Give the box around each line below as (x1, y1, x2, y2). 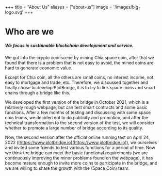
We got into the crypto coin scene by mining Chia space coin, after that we (5, 55, 154, 61)
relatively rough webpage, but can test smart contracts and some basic (5, 104, 148, 111)
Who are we (5, 26, 54, 37)
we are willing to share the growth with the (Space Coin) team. (5, 165, 130, 171)
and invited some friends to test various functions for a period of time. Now (5, 145, 156, 151)
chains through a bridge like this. (5, 90, 70, 96)
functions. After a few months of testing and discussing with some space (5, 110, 151, 115)
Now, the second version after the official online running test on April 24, (5, 134, 150, 140)
